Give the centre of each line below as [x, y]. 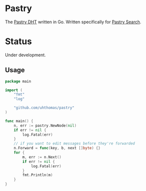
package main [18, 81]
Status [19, 41]
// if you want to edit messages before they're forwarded [74, 143]
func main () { [19, 121]
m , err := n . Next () [42, 157]
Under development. [25, 55]
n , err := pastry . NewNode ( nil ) [45, 126]
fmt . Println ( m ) [38, 175]
